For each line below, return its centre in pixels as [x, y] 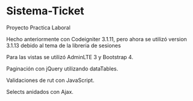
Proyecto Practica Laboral [38, 27]
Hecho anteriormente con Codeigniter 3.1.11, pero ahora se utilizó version [96, 39]
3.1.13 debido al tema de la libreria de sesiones [64, 45]
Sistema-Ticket [45, 11]
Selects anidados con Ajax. [40, 91]
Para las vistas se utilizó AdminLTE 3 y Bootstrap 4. [70, 57]
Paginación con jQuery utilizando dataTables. [62, 68]
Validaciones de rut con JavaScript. [50, 80]
